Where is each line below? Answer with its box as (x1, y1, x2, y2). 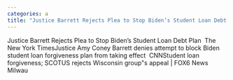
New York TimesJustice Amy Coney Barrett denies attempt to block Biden (7, 44, 220, 52)
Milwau (7, 66, 29, 74)
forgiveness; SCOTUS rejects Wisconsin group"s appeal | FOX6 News (7, 58, 209, 67)
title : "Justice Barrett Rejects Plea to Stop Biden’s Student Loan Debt (7, 17, 227, 24)
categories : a (7, 10, 49, 18)
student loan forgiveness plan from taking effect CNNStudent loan (7, 51, 200, 60)
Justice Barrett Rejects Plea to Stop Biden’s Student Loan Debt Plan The (7, 36, 216, 44)
